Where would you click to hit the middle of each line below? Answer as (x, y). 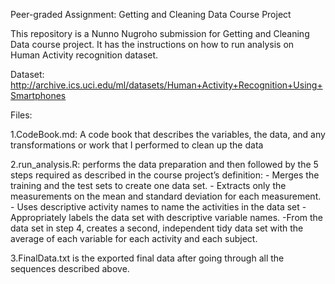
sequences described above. (70, 268)
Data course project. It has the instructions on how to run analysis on (152, 44)
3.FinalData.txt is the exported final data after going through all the (147, 258)
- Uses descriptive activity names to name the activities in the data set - (158, 207)
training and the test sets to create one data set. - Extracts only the (148, 185)
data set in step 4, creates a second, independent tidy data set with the (157, 228)
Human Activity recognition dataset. (84, 55)
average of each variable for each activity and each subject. (134, 238)
